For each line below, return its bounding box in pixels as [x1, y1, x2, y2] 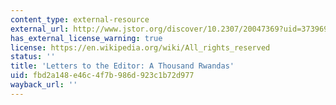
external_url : [10, 24, 70, 34]
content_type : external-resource [10, 14, 150, 25]
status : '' [10, 52, 56, 62]
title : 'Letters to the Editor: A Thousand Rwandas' [10, 61, 235, 71]
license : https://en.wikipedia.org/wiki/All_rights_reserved [10, 42, 271, 53]
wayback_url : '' [10, 80, 78, 90]
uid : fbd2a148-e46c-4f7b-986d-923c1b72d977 [10, 71, 195, 81]
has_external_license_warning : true [10, 33, 163, 43]
